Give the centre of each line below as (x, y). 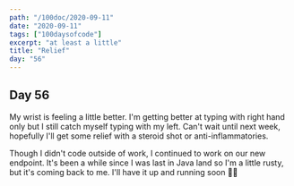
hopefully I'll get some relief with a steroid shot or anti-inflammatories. (139, 136)
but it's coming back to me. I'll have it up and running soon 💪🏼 (124, 172)
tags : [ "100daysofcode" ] (56, 34)
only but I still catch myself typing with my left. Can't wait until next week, (145, 126)
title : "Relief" (39, 51)
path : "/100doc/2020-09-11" (62, 17)
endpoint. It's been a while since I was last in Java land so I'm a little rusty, (147, 163)
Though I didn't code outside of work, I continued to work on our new (138, 153)
